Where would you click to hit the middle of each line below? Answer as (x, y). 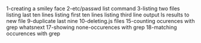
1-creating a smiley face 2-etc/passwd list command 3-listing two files (93, 9)
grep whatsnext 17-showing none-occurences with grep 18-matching (91, 27)
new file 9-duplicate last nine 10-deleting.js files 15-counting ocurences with (100, 21)
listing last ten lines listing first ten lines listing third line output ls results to (98, 15)
